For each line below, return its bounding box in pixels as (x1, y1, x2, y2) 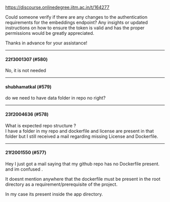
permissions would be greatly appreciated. (5, 30, 95, 36)
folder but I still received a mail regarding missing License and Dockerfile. (5, 133, 158, 139)
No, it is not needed (5, 68, 47, 74)
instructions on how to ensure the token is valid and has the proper (5, 25, 145, 31)
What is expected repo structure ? (5, 122, 76, 128)
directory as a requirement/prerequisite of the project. (5, 181, 118, 187)
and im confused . (5, 166, 43, 172)
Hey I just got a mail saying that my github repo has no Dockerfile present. (5, 161, 160, 167)
